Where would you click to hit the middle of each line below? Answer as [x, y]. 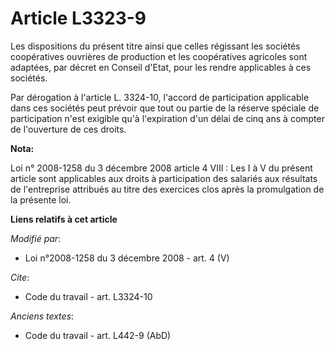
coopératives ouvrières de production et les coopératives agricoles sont [159, 56]
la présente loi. [41, 199]
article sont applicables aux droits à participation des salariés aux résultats [164, 178]
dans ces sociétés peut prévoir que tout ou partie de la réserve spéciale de [165, 108]
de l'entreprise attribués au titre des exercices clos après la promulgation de [167, 189]
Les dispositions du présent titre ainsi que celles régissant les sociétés [155, 46]
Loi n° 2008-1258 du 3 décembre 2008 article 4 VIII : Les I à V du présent [161, 168]
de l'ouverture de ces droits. [68, 129]
